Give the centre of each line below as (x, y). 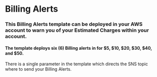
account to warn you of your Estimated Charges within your (77, 30)
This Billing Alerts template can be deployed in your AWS (74, 24)
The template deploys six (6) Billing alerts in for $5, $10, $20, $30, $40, (78, 48)
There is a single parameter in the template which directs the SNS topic (77, 64)
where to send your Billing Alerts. (38, 69)
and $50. (14, 53)
